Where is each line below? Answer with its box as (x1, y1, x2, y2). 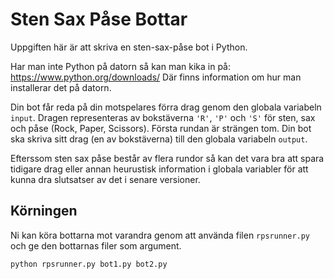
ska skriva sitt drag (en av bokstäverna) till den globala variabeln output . (10, 133, 308, 145)
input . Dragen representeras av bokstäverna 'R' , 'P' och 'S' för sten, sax (10, 111, 316, 123)
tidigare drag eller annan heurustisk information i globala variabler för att (10, 163, 309, 175)
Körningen (10, 203, 78, 220)
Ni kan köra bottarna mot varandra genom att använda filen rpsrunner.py (10, 229, 311, 241)
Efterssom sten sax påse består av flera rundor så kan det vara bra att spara (10, 152, 325, 164)
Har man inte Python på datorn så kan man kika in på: (10, 60, 232, 72)
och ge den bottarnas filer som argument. (10, 239, 182, 252)
